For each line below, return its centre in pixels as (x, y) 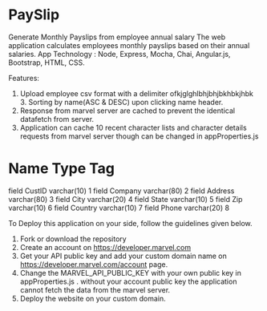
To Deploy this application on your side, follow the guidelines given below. (130, 223)
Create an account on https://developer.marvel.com (105, 247)
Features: (24, 78)
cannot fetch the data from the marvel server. (95, 289)
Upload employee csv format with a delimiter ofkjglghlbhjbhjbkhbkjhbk (137, 93)
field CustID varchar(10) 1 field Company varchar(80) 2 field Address (121, 191)
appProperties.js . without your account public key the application (128, 281)
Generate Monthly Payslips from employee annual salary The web (117, 37)
